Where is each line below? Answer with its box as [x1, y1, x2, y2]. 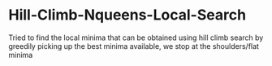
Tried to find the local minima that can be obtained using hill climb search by [8, 33, 264, 42]
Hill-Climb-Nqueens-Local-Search [8, 6, 246, 24]
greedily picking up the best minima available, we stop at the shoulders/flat [8, 41, 260, 51]
